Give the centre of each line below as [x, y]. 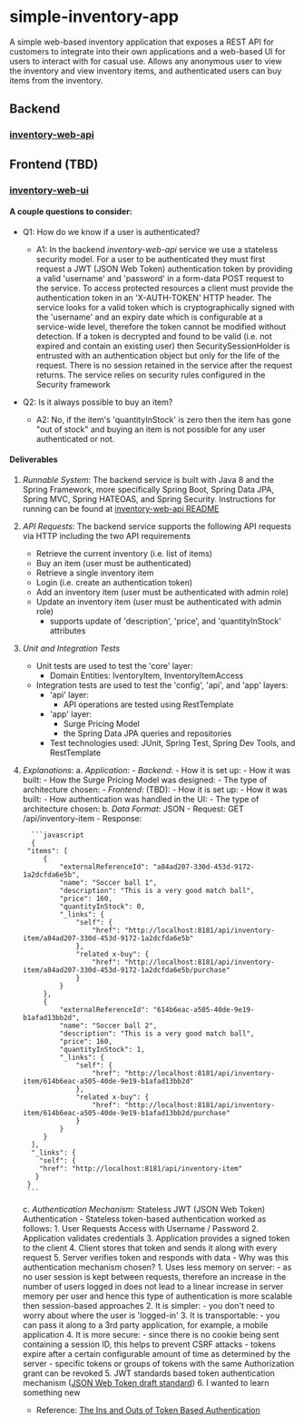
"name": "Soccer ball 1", [108, 882]
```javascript [58, 835]
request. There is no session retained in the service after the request [164, 365]
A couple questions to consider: [71, 211]
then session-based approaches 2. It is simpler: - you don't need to [148, 1305]
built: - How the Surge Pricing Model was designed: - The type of [145, 780]
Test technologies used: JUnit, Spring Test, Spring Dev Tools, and [172, 742]
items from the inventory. [56, 80]
